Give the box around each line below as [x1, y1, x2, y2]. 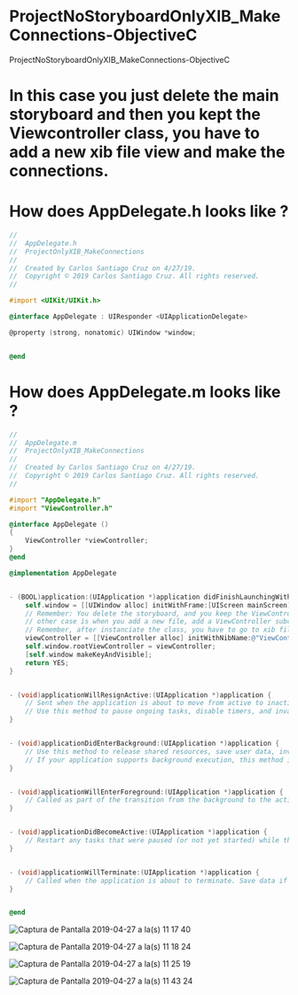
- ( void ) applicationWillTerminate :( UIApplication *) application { [9, 867, 260, 877]
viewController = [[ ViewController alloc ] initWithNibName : [25, 634, 252, 643]
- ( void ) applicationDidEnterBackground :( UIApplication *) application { [9, 739, 279, 748]
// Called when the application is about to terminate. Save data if [25, 876, 288, 885]
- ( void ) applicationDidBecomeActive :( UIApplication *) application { [9, 827, 268, 837]
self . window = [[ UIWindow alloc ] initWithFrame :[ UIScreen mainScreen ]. [25, 600, 295, 609]
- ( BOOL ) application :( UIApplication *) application [9, 592, 200, 601]
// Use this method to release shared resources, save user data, [25, 747, 276, 756]
